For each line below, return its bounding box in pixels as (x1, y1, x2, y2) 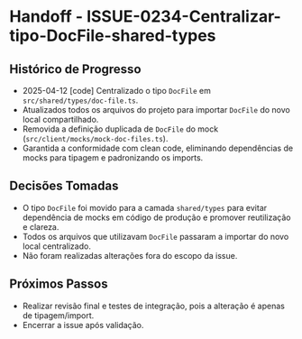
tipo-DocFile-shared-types (9, 25, 216, 46)
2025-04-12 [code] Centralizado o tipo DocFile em (22, 86, 212, 96)
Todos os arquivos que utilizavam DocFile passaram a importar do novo (22, 231, 289, 242)
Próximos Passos (9, 277, 108, 292)
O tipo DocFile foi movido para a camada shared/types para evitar (22, 202, 268, 213)
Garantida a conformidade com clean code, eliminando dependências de (22, 142, 294, 153)
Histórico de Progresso (9, 61, 142, 77)
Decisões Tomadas (9, 179, 119, 194)
